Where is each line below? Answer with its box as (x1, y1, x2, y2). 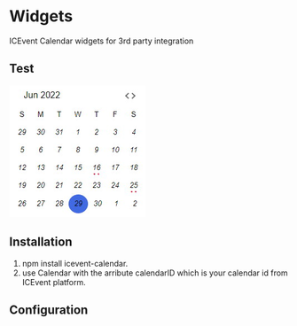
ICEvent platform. (21, 276, 86, 287)
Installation (9, 235, 73, 250)
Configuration (9, 302, 89, 317)
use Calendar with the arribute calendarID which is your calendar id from (21, 268, 288, 278)
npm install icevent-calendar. (21, 258, 129, 268)
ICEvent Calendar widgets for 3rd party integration (9, 35, 194, 46)
